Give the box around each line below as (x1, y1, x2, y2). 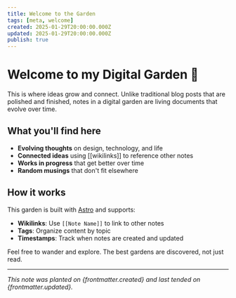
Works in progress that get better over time (17, 159, 145, 167)
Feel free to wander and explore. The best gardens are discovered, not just (7, 247, 224, 256)
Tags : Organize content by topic (17, 226, 111, 235)
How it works (7, 187, 66, 199)
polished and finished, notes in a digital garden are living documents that (7, 98, 218, 106)
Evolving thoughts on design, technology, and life (17, 143, 164, 152)
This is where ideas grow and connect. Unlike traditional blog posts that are (7, 90, 226, 98)
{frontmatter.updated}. (7, 283, 74, 291)
